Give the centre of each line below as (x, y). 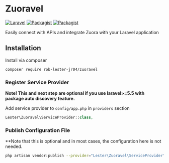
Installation (23, 48)
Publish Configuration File (38, 130)
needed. (14, 146)
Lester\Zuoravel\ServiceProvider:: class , (49, 117)
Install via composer (26, 60)
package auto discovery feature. (40, 98)
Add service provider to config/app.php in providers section (67, 108)
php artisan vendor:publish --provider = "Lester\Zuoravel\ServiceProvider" (85, 156)
